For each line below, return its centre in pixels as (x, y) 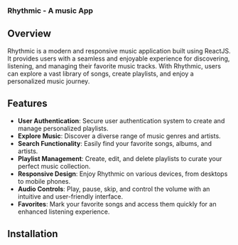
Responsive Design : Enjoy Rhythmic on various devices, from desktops (123, 174)
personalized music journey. (49, 81)
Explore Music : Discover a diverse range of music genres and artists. (119, 136)
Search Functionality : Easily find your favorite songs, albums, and (114, 143)
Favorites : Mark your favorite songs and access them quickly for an (117, 204)
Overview (29, 34)
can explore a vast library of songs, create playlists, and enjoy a (101, 73)
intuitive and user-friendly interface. (70, 196)
